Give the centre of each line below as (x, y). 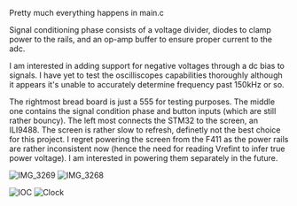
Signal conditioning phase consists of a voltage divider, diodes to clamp (141, 30)
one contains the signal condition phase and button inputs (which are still (143, 111)
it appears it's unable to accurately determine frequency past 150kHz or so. (147, 84)
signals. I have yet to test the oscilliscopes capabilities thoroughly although (146, 75)
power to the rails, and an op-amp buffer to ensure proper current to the (141, 39)
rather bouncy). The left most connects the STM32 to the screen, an (134, 120)
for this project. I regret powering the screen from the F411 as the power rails (149, 139)
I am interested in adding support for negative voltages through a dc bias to (147, 66)
